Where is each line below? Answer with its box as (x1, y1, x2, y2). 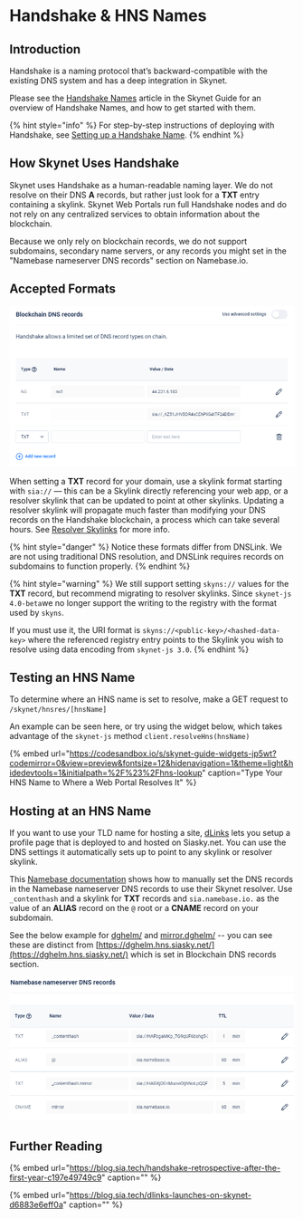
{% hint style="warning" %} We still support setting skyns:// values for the (9, 578, 289, 589)
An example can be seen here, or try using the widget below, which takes (9, 721, 283, 732)
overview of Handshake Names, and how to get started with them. (9, 102, 256, 113)
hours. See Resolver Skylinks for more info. (9, 523, 170, 534)
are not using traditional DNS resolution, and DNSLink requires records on (9, 551, 285, 562)
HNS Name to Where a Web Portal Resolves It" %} (9, 777, 197, 788)
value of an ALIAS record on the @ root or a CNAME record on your (9, 903, 260, 914)
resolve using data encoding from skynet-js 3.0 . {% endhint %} (9, 644, 250, 655)
